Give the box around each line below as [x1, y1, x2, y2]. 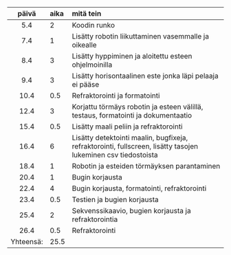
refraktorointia [71, 214, 118, 224]
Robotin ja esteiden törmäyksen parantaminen [71, 162, 221, 170]
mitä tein [71, 9, 102, 18]
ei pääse [71, 80, 100, 89]
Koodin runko [71, 21, 115, 30]
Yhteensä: [10, 237, 43, 246]
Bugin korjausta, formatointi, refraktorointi [71, 184, 207, 193]
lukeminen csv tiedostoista [71, 151, 158, 159]
